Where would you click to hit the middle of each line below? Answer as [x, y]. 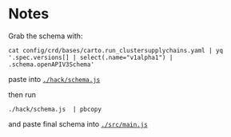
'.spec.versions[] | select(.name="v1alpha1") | [91, 57]
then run [22, 94]
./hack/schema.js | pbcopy [55, 109]
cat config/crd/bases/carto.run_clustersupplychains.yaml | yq [116, 50]
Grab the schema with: [46, 36]
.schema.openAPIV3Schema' [51, 65]
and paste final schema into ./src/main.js [78, 123]
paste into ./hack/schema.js [54, 79]
